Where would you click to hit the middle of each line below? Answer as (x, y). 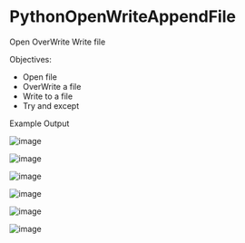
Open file (39, 77)
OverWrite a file (52, 86)
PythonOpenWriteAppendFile (122, 17)
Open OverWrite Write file (58, 42)
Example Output (39, 123)
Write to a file (48, 96)
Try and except (51, 105)
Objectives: (30, 59)
